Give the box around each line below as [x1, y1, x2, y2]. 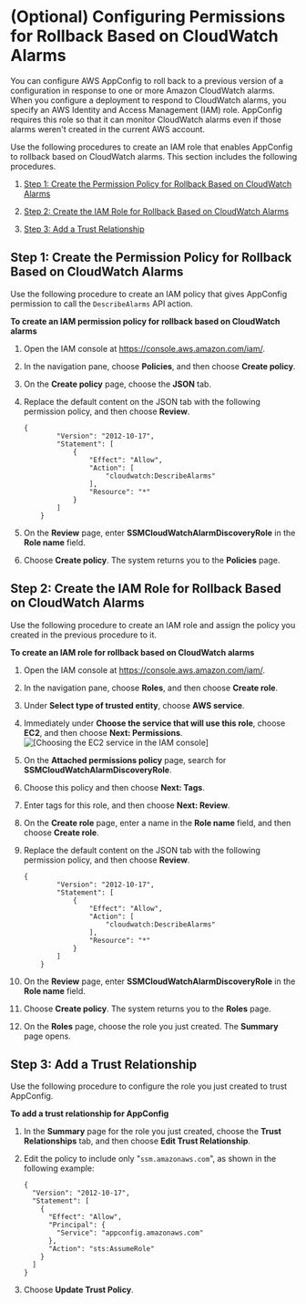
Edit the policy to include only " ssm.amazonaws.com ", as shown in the [23, 1154, 277, 1164]
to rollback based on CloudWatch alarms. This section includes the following [10, 150, 298, 161]
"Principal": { [47, 1220, 106, 1230]
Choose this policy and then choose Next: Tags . [23, 781, 206, 792]
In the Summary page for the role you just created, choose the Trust [23, 1126, 281, 1137]
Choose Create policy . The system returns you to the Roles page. [23, 1003, 271, 1014]
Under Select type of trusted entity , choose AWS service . [23, 699, 245, 710]
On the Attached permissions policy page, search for [23, 754, 227, 765]
